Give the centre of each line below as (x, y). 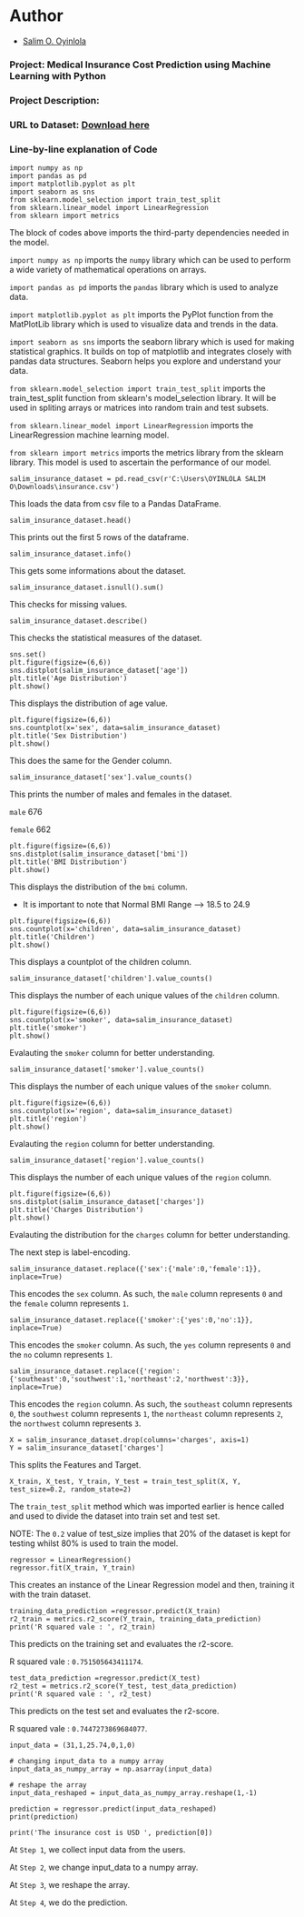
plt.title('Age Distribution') (69, 678)
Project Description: (54, 100)
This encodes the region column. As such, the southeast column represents (151, 1404)
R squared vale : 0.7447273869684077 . (78, 1728)
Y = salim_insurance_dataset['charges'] (87, 1448)
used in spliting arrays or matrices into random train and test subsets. (139, 407)
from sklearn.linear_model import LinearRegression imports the (132, 425)
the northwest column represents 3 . (75, 1423)
